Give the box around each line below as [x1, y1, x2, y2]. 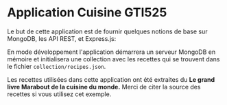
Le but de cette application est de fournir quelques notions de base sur [7, 27, 208, 35]
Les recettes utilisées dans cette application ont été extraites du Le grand [7, 75, 215, 83]
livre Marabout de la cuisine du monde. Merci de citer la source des [7, 82, 201, 91]
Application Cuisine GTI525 [7, 5, 167, 20]
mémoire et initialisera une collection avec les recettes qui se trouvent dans [7, 55, 220, 63]
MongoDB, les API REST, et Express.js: [7, 34, 117, 42]
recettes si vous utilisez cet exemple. [7, 90, 112, 98]
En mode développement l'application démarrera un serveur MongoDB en [7, 48, 216, 56]
